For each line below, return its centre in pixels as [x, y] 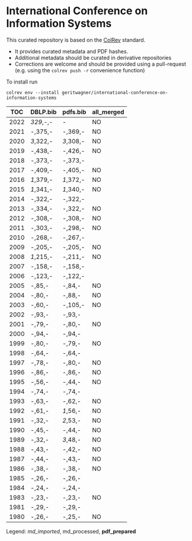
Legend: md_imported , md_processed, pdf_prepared [71, 531]
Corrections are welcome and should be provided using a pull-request [100, 64]
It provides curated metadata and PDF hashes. [71, 51]
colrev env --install [33, 92]
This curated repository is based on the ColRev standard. [76, 40]
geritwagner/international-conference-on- [115, 92]
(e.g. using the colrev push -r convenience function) [80, 70]
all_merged [108, 112]
